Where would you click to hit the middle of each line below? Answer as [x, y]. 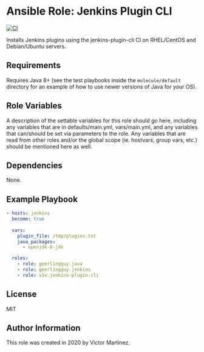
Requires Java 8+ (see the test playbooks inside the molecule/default [93, 80]
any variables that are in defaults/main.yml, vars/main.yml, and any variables [102, 127]
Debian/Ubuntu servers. [36, 46]
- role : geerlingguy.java [50, 264]
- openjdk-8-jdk [43, 247]
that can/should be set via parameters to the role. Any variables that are [96, 133]
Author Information [43, 328]
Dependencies [34, 165]
